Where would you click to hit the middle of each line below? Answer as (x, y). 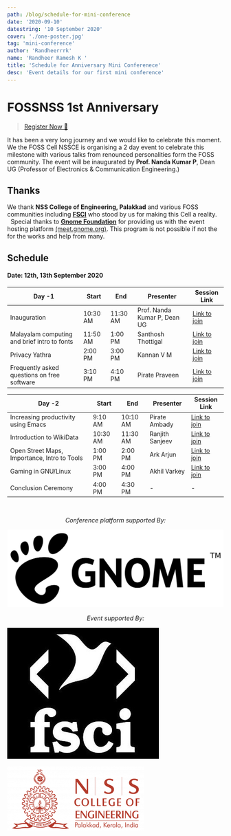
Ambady (162, 424)
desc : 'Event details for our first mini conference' (86, 72)
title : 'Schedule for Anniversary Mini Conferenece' (84, 65)
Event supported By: (115, 618)
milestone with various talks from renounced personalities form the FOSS (111, 154)
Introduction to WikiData (44, 437)
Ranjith (159, 434)
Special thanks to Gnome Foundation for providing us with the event (107, 222)
